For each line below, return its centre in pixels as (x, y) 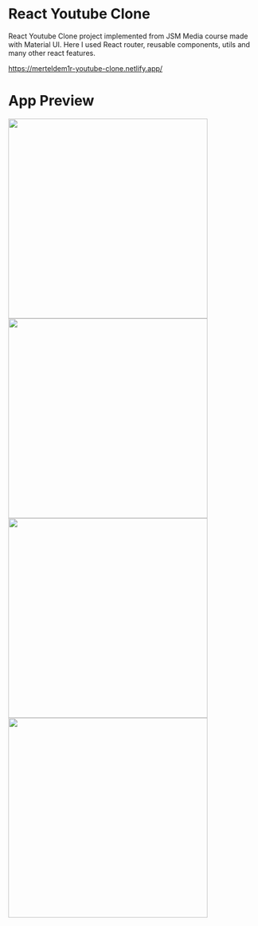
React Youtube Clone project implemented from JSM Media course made (128, 36)
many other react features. (52, 53)
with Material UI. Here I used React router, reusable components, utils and (129, 44)
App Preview (51, 101)
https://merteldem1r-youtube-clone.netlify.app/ (86, 68)
